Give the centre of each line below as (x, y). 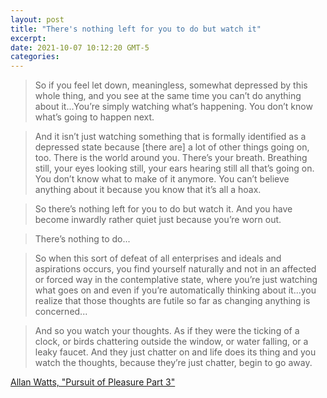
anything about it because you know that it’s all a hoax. (148, 190)
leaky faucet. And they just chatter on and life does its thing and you (175, 352)
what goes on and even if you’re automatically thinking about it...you (175, 290)
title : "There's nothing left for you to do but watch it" (136, 29)
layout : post (37, 19)
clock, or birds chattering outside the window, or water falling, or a (171, 342)
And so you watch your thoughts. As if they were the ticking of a (167, 331)
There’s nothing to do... (82, 239)
